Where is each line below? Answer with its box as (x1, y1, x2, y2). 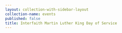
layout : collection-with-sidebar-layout (5, 7, 89, 12)
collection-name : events (5, 12, 56, 16)
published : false (5, 16, 41, 21)
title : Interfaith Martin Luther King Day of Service (5, 20, 118, 26)
